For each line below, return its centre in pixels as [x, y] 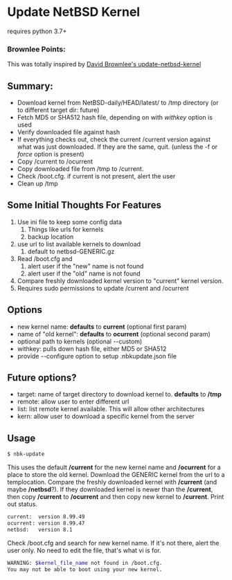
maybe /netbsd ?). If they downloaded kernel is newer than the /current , [110, 489]
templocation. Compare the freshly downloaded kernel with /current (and [112, 482]
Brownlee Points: [36, 49]
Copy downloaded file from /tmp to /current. [80, 169]
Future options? [42, 378]
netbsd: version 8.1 [40, 529]
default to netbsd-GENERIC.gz [71, 251]
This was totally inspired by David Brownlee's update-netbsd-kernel [104, 64]
